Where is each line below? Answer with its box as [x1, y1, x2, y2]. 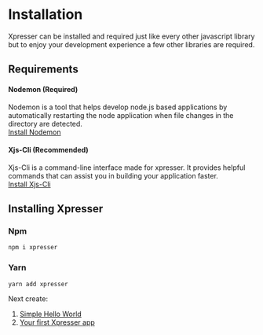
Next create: [8, 294, 49, 304]
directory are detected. [8, 119, 82, 128]
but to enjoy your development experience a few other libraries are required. [8, 39, 255, 49]
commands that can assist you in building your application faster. [8, 171, 218, 180]
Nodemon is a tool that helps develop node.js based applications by [8, 102, 228, 112]
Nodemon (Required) [8, 84, 79, 94]
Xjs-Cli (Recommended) [8, 145, 89, 155]
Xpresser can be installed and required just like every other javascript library [8, 31, 255, 41]
